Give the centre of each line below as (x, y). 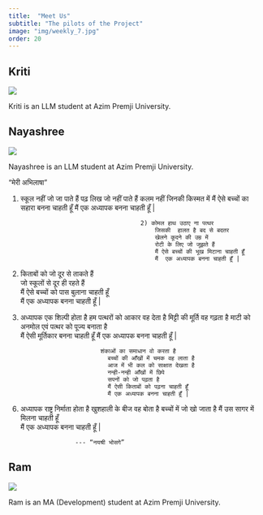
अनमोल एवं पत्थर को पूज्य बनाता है (64, 327)
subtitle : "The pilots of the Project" (76, 24)
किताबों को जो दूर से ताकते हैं (57, 274)
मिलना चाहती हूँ (39, 418)
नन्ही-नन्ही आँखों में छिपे (136, 372)
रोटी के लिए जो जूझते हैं (185, 245)
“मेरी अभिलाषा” (28, 182)
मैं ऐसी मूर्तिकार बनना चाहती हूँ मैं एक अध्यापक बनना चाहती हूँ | (98, 335)
